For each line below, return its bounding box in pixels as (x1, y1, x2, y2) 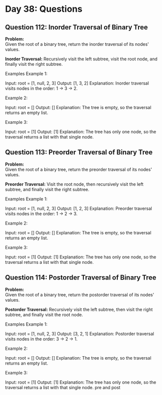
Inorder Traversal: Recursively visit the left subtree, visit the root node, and (5, 56, 158, 62)
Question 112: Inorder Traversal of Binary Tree (5, 23, 148, 31)
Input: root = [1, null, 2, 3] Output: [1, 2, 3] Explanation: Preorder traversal (5, 205, 152, 211)
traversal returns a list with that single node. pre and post (5, 384, 121, 390)
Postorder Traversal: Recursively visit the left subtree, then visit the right (5, 306, 153, 312)
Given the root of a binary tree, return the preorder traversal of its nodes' (5, 166, 152, 172)
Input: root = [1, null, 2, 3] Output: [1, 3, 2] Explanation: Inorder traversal (5, 80, 149, 86)
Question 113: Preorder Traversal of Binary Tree (5, 148, 153, 157)
